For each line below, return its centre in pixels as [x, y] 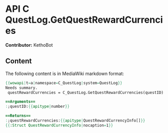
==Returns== [18, 116]
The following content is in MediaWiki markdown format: [65, 73]
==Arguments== [20, 102]
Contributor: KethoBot [29, 45]
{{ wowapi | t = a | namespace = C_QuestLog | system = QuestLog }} [64, 83]
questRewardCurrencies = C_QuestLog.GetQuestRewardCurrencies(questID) [86, 92]
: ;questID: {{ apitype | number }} [38, 107]
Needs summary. [22, 88]
